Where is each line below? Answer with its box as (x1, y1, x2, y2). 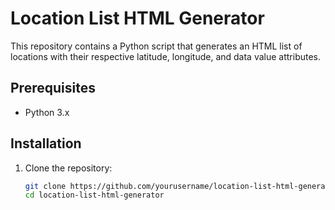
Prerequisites (10, 80, 96, 97)
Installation (10, 135, 82, 152)
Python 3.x (24, 106, 70, 118)
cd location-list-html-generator (24, 190, 165, 201)
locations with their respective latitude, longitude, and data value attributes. (10, 50, 322, 62)
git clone (24, 181, 67, 191)
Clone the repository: (24, 162, 113, 174)
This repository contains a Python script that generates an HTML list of (10, 40, 303, 52)
